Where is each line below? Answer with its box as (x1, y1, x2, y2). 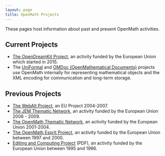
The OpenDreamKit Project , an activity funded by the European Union (12, 54, 156, 60)
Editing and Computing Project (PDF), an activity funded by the (12, 140, 142, 146)
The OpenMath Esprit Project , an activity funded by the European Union (12, 129, 161, 135)
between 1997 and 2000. (12, 135, 64, 141)
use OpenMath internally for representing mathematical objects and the (12, 70, 160, 76)
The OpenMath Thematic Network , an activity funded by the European (12, 119, 157, 125)
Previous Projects (5, 89, 61, 98)
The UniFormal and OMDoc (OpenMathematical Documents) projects (12, 64, 155, 70)
